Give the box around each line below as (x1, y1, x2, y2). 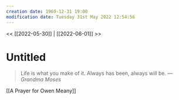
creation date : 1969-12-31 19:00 (6, 8, 88, 15)
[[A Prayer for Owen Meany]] (6, 87, 76, 94)
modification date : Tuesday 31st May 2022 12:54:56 (6, 14, 135, 20)
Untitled (6, 50, 46, 64)
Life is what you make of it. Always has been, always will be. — (20, 70, 173, 77)
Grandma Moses (20, 76, 62, 83)
